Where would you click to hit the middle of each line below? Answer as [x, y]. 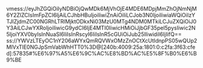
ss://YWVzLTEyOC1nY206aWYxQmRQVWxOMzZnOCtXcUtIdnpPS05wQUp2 [102, 41]
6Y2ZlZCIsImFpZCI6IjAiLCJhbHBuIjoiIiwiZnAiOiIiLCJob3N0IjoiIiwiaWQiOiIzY [101, 15]
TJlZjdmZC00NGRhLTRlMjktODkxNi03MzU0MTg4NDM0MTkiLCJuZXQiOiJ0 [101, 21]
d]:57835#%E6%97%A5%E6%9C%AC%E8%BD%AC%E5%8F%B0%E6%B [102, 53]
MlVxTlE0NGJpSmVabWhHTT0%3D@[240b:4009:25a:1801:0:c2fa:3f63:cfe [101, 47]
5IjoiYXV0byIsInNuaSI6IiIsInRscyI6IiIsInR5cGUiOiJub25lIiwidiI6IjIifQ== [94, 34]
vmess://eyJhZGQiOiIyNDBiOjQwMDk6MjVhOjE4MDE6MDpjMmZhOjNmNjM [102, 9]
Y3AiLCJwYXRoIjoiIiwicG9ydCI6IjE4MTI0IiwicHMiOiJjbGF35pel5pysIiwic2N [101, 28]
